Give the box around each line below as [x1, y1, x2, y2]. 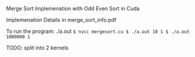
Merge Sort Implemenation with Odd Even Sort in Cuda [6, 5, 140, 12]
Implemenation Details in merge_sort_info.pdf [6, 16, 117, 23]
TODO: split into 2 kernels [6, 44, 69, 51]
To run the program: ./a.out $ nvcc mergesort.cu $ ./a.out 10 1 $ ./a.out [6, 28, 190, 35]
